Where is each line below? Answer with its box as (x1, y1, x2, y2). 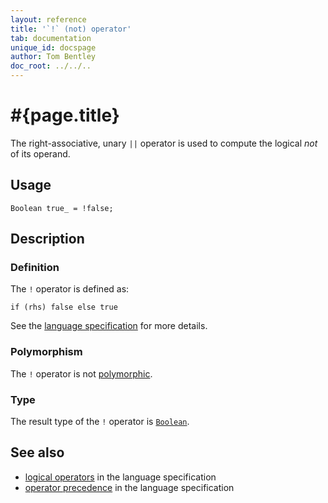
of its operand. (10, 147, 71, 160)
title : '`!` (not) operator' (10, 24, 132, 34)
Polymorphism (10, 345, 83, 359)
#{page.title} (10, 104, 120, 127)
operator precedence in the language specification (24, 481, 235, 493)
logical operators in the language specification (24, 471, 217, 483)
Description (10, 231, 85, 248)
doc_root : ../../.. (10, 61, 92, 71)
